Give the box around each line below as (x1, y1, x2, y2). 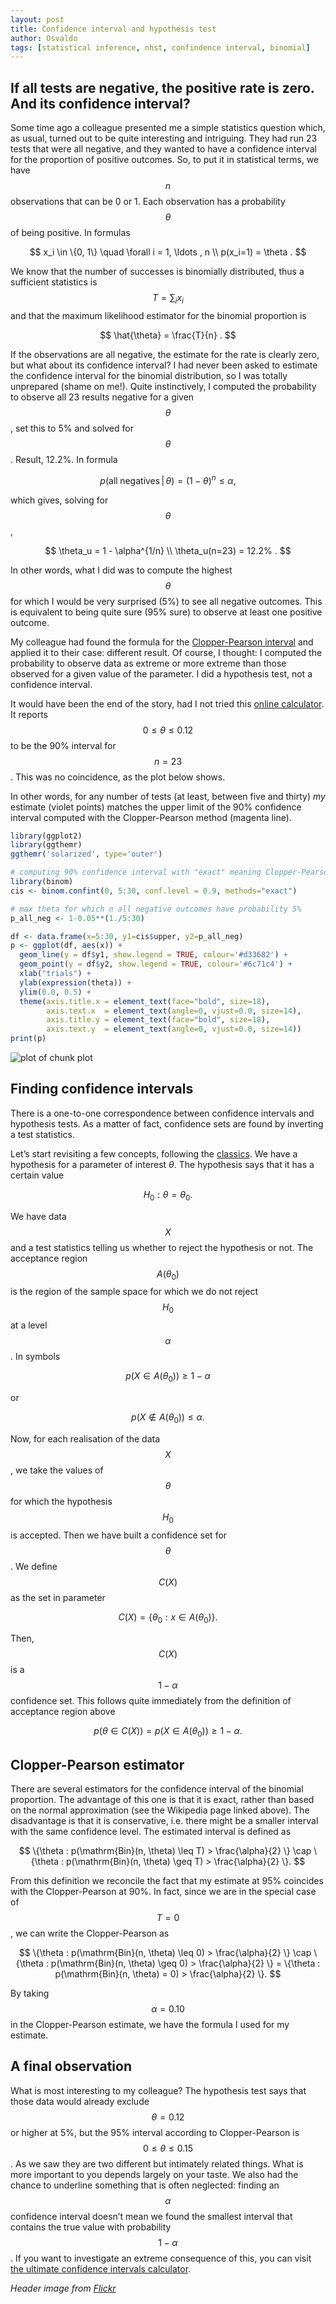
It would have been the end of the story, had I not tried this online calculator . (10, 697, 325, 710)
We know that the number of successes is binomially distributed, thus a (10, 266, 305, 278)
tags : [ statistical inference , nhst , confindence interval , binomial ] (10, 42, 311, 53)
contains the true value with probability (10, 2221, 172, 2233)
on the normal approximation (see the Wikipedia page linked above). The (10, 1804, 310, 1816)
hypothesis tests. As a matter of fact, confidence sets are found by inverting (10, 1117, 324, 1130)
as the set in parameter (10, 1591, 106, 1603)
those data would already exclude (10, 2095, 150, 2107)
